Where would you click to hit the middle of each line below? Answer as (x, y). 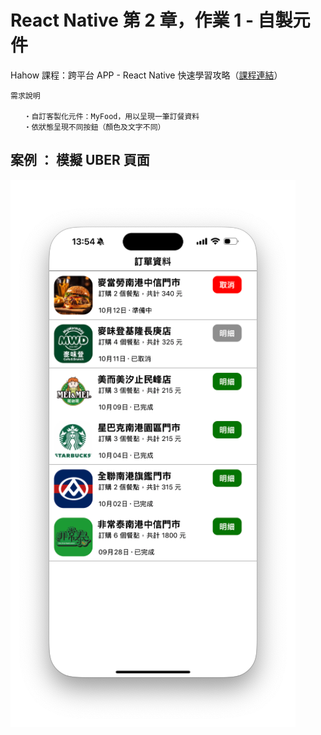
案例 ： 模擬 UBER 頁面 (80, 160)
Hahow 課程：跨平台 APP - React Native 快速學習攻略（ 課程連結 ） (146, 75)
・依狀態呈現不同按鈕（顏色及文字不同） (94, 127)
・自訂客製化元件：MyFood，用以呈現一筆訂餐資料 (111, 116)
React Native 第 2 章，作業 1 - (132, 20)
